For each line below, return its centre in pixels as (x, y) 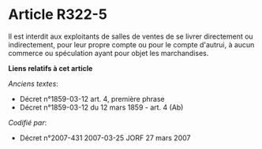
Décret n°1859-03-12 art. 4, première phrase (92, 99)
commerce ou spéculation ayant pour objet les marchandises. (109, 53)
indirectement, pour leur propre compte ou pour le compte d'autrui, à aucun (131, 44)
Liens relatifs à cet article (51, 68)
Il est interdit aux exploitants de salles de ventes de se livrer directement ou (131, 36)
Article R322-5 (58, 15)
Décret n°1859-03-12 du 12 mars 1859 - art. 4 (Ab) (101, 107)
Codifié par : (28, 122)
